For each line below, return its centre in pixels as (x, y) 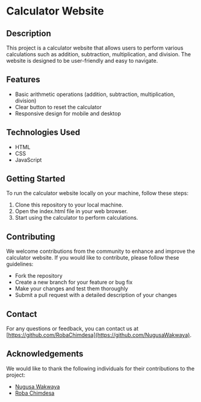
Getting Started (36, 179)
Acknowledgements (45, 354)
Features (23, 80)
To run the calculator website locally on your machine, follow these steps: (97, 193)
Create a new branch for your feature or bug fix (74, 282)
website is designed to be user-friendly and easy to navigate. (82, 61)
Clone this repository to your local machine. (69, 205)
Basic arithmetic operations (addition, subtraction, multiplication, (95, 94)
